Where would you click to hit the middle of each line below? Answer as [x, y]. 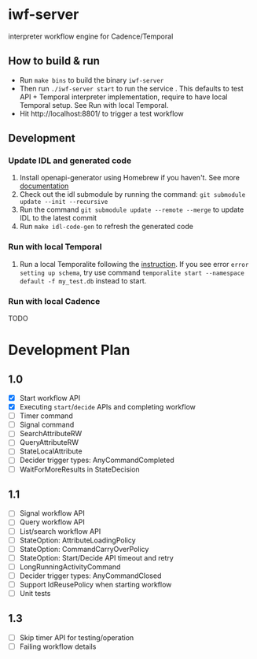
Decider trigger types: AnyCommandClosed [90, 576]
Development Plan [69, 350]
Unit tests [35, 593]
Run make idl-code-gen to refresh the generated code [106, 227]
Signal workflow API [52, 513]
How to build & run [54, 61]
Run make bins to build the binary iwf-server [92, 80]
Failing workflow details [58, 646]
